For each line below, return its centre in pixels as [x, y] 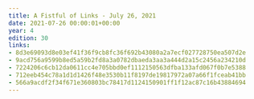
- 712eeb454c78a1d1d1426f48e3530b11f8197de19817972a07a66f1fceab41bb [127, 75]
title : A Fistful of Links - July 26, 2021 [82, 16]
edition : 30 [28, 38]
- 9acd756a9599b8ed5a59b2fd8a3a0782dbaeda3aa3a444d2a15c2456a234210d [127, 61]
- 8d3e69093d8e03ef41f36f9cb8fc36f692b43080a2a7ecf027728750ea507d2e [127, 53]
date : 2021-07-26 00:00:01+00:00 [64, 23]
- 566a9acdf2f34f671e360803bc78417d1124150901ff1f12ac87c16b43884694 [127, 82]
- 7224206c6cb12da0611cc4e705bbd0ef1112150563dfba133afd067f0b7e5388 [127, 68]
